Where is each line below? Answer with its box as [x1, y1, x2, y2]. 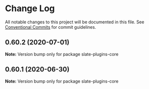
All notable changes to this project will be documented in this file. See [5, 19, 145, 25]
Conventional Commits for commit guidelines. [5, 24, 96, 30]
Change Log [5, 3, 55, 14]
